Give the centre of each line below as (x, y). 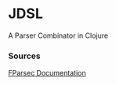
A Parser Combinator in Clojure (58, 35)
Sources (24, 56)
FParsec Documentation (47, 73)
